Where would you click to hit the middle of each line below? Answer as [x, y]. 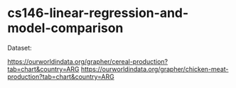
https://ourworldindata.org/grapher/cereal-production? [88, 61]
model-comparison [65, 28]
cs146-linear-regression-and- [98, 13]
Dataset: [20, 48]
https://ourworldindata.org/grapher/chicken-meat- [155, 69]
